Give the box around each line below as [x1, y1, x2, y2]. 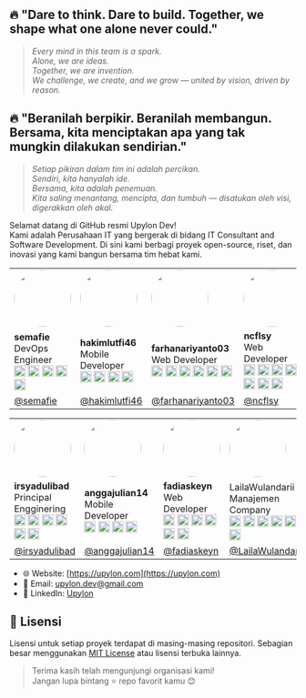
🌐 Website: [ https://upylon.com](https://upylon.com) [22, 568, 221, 579]
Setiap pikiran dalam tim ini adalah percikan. [31, 163, 200, 174]
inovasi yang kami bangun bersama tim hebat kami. [9, 248, 202, 259]
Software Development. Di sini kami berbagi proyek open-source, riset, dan [9, 238, 293, 249]
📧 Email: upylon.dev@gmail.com [22, 578, 144, 589]
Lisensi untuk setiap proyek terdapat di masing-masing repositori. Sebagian [9, 638, 293, 649]
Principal [14, 491, 52, 503]
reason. [31, 84, 61, 95]
